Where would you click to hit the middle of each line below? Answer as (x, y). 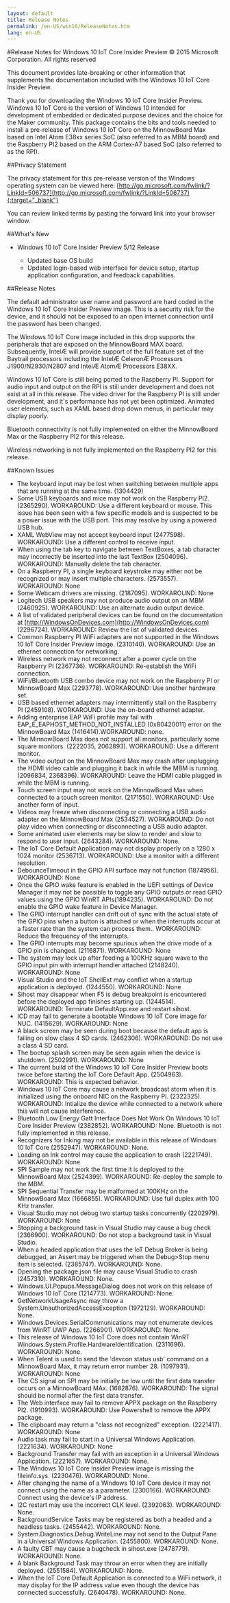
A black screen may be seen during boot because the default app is (113, 1031)
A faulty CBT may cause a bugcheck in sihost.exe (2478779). (103, 1549)
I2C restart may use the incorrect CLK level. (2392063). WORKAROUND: (119, 1505)
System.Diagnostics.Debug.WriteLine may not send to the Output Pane (117, 1534)
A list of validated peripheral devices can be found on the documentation (120, 615)
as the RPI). (23, 152)
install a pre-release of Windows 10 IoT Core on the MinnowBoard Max (107, 130)
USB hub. (30, 528)
